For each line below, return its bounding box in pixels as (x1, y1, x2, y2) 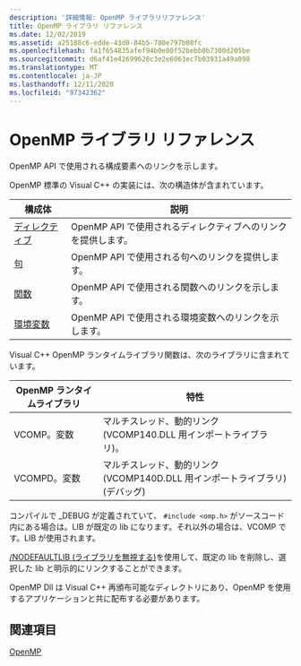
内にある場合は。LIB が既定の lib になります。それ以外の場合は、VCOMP (9, 522, 277, 532)
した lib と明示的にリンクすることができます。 (16, 563, 186, 574)
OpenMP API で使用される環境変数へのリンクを (70, 311, 271, 324)
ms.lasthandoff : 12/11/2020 (9, 80, 115, 89)
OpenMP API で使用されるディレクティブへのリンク (70, 221, 288, 233)
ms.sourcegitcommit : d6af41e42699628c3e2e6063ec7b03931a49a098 (9, 55, 251, 64)
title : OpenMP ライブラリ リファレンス (9, 22, 143, 30)
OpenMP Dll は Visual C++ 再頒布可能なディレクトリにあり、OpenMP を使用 (9, 582, 291, 592)
